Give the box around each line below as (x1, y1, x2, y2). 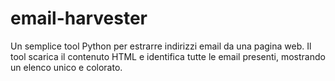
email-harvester (10, 7, 148, 30)
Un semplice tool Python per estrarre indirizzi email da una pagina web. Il (10, 40, 312, 52)
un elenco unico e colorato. (10, 61, 123, 73)
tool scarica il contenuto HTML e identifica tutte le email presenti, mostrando (10, 50, 326, 62)
